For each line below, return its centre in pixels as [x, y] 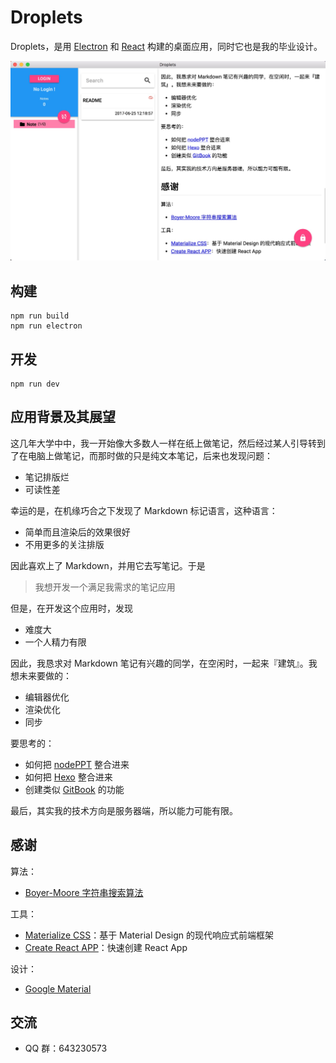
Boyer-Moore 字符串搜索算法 [84, 892]
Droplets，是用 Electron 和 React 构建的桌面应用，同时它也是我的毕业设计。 [166, 46]
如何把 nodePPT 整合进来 [77, 764]
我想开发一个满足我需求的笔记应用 [105, 587]
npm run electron [46, 326]
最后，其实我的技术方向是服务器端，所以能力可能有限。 [124, 810]
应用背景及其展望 [63, 417]
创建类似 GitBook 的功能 [74, 789]
